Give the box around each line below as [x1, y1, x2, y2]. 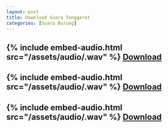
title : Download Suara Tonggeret [6, 14, 91, 21]
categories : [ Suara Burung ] [6, 20, 77, 26]
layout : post [6, 8, 39, 15]
